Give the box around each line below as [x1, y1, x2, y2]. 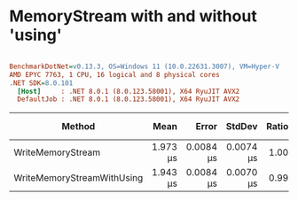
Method [61, 120, 96, 133]
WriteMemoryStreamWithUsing [13, 172, 144, 184]
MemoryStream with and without [9, 6, 257, 27]
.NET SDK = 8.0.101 [9, 78, 74, 88]
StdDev [225, 120, 258, 133]
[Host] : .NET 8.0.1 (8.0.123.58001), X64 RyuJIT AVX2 [17, 87, 240, 96]
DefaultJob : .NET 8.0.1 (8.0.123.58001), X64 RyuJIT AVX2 [17, 95, 240, 104]
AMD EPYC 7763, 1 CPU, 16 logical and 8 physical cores [9, 70, 220, 79]
